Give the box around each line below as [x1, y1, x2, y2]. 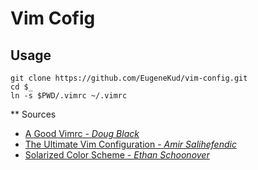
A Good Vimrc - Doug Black [24, 128, 140, 139]
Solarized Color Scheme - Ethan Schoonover [24, 149, 210, 161]
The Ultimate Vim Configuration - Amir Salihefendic [24, 138, 237, 150]
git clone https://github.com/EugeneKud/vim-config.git [10, 73, 248, 83]
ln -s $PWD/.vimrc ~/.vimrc [10, 91, 128, 101]
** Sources [10, 108, 57, 120]
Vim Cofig [10, 7, 96, 30]
